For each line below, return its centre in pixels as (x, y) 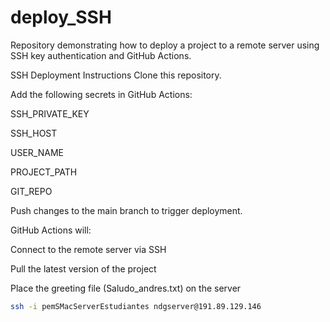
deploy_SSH (61, 17)
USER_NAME (37, 152)
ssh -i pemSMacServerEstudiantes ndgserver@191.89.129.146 (136, 306)
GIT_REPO (31, 191)
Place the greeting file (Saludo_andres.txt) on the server (126, 288)
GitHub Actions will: (51, 230)
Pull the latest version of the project (83, 268)
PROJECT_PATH (44, 172)
